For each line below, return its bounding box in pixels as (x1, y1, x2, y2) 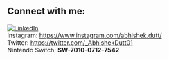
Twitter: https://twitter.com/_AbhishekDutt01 (7, 38, 133, 47)
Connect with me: (7, 6, 86, 17)
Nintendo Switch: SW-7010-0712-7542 (7, 46, 120, 54)
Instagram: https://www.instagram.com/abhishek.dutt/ (7, 31, 162, 39)
